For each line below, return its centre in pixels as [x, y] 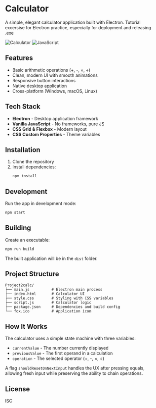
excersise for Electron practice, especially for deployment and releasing [78, 27]
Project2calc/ [20, 285]
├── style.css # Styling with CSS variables [59, 298]
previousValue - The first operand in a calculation [62, 353]
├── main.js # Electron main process [54, 290]
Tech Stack [23, 107]
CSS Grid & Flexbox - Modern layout [49, 129]
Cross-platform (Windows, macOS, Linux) [55, 91]
